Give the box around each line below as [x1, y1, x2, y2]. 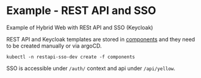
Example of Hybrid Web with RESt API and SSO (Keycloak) [6, 24, 153, 31]
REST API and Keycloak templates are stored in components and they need [6, 35, 196, 43]
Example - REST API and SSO [6, 4, 156, 18]
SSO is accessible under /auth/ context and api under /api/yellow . [6, 65, 176, 72]
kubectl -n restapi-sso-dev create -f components [6, 54, 136, 60]
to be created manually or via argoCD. [6, 42, 102, 49]
